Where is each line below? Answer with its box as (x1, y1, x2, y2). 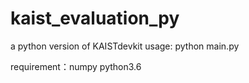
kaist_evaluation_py (10, 7, 180, 30)
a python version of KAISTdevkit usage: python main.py (10, 40, 240, 52)
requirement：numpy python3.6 (10, 60, 142, 72)
